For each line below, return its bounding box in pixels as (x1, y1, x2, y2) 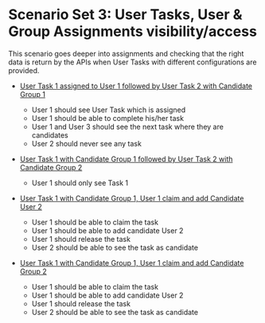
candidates (31, 130, 69, 140)
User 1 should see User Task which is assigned (31, 105, 186, 115)
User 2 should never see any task (31, 138, 142, 148)
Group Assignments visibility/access (8, 22, 257, 41)
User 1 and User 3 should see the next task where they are (31, 122, 224, 131)
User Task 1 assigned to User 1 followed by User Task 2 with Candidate (19, 81, 253, 91)
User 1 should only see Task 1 (31, 177, 129, 188)
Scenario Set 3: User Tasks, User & (8, 6, 243, 24)
